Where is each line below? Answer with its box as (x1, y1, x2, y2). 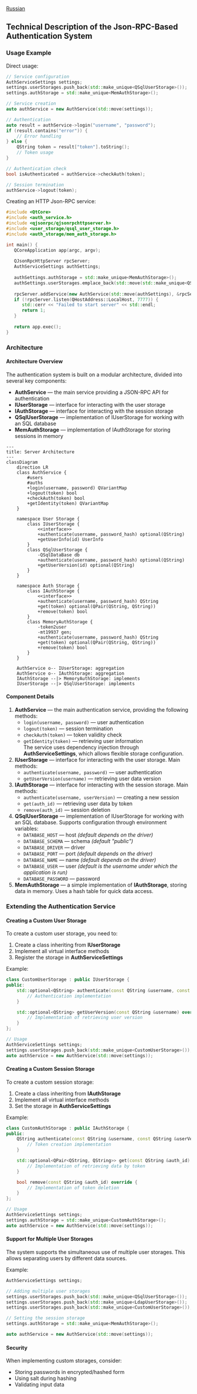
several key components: (6, 377, 67, 384)
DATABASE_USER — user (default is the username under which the (23, 862, 178, 870)
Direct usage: (6, 62, 39, 69)
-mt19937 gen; (37, 629, 72, 635)
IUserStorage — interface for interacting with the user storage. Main (14, 756, 181, 764)
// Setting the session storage (6, 1315, 85, 1321)
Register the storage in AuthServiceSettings (14, 954, 123, 961)
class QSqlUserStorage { (27, 547, 88, 553)
